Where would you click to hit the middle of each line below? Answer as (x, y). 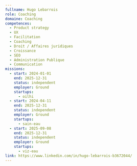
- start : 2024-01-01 (30, 74)
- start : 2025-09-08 (30, 128)
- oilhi (26, 96)
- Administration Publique (37, 60)
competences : (18, 23)
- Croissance (23, 51)
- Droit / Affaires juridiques (41, 46)
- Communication (26, 64)
